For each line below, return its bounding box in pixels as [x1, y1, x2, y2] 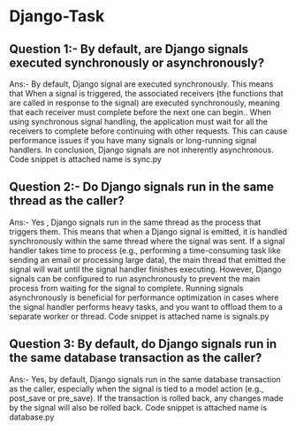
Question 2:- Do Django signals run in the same [9, 180, 275, 195]
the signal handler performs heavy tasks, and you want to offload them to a [9, 301, 283, 312]
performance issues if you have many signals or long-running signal [9, 135, 257, 145]
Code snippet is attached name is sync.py [9, 154, 162, 165]
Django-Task [9, 6, 105, 27]
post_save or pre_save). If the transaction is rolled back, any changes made [9, 392, 285, 404]
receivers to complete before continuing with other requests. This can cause [9, 126, 288, 136]
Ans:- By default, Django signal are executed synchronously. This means [9, 79, 274, 89]
